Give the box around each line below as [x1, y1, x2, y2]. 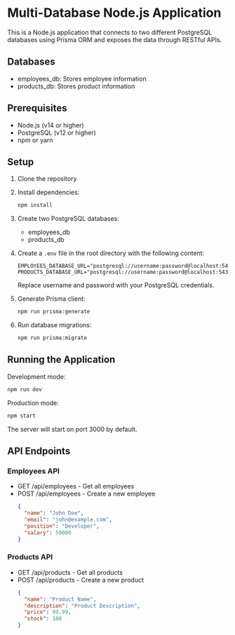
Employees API [7, 466, 60, 476]
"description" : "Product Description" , [24, 602, 141, 609]
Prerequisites [7, 102, 67, 114]
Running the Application [7, 354, 116, 366]
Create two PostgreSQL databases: [17, 214, 119, 223]
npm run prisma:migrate [17, 334, 88, 341]
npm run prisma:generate [17, 308, 90, 315]
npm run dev [7, 385, 42, 393]
